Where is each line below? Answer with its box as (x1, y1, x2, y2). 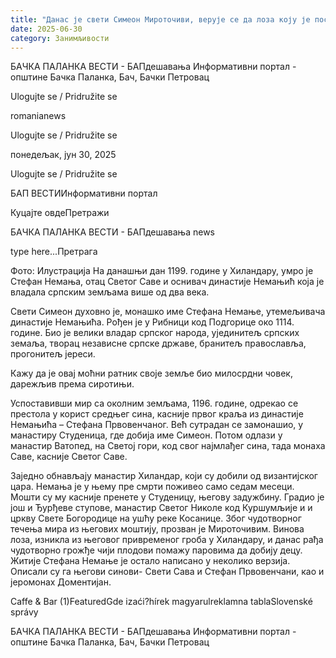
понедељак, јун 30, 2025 (10, 149, 117, 161)
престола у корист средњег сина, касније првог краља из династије (10, 408, 304, 420)
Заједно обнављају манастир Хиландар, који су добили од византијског (10, 470, 318, 482)
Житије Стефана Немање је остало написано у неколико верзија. (10, 555, 291, 567)
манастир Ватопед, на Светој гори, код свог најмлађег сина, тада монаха (10, 440, 326, 452)
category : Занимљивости (10, 33, 110, 43)
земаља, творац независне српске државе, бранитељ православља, (10, 337, 307, 350)
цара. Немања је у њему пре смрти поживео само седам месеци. (10, 481, 295, 493)
